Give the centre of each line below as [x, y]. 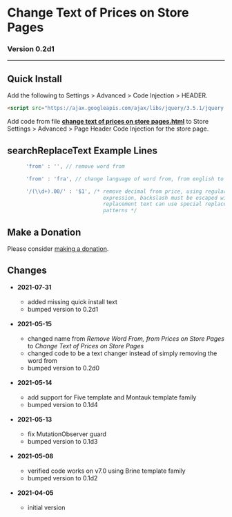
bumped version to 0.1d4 [62, 404]
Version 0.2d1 [31, 49]
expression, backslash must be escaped [160, 198]
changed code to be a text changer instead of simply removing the [122, 353]
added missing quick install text [72, 301]
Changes [27, 271]
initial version [46, 507]
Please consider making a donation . [58, 249]
